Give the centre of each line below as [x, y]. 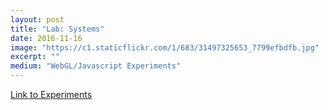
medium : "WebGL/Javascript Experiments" [96, 66]
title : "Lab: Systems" [57, 29]
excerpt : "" [35, 57]
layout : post [37, 19]
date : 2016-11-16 [46, 38]
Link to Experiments [51, 94]
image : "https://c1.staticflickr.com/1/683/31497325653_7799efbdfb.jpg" [165, 47]
